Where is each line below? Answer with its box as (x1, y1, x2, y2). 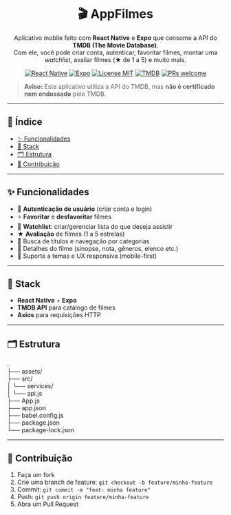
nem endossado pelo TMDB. (23, 90, 107, 98)
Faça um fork (16, 471, 55, 478)
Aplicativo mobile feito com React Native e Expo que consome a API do (13, 33, 218, 42)
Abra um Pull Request (16, 500, 79, 508)
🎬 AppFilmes (78, 6, 153, 22)
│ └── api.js (7, 390, 43, 398)
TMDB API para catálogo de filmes (16, 303, 115, 312)
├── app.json (7, 404, 47, 412)
